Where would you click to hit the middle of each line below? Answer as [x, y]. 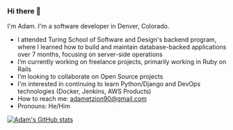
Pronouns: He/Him [44, 106]
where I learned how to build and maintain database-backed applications [122, 47]
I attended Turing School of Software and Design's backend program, [117, 40]
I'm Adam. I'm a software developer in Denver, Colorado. [88, 26]
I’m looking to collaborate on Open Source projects [90, 76]
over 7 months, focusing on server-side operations [90, 54]
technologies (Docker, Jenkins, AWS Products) [84, 91]
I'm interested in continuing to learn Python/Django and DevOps [109, 84]
